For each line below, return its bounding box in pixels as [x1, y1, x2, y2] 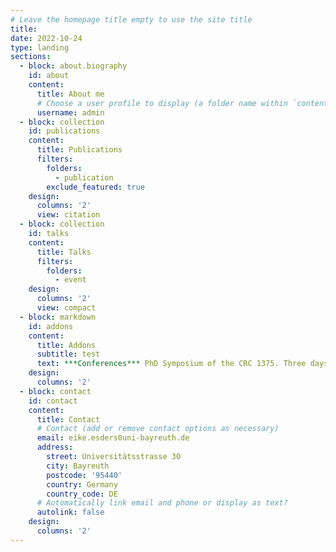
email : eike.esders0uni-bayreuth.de [36, 433, 190, 443]
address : [36, 442, 74, 453]
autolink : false [36, 507, 105, 518]
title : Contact [36, 414, 101, 425]
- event [54, 275, 87, 285]
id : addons [28, 321, 74, 331]
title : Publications [36, 145, 123, 155]
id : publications [28, 126, 101, 136]
